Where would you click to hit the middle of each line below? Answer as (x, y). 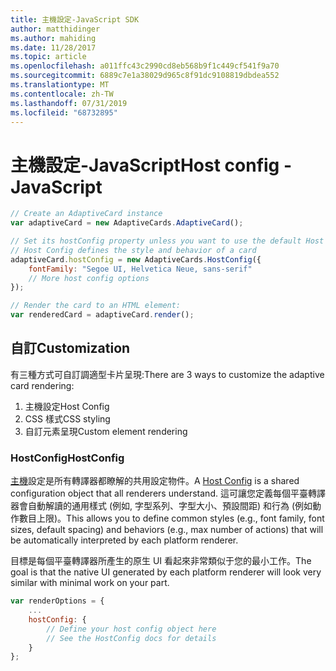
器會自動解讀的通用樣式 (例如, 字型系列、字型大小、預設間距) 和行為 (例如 (161, 506)
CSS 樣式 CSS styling (67, 418)
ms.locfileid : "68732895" (64, 112)
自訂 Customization (70, 348)
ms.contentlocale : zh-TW (62, 94)
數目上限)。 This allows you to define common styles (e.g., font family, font (171, 518)
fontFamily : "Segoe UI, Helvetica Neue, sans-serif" (140, 269)
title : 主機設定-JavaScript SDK (75, 19)
